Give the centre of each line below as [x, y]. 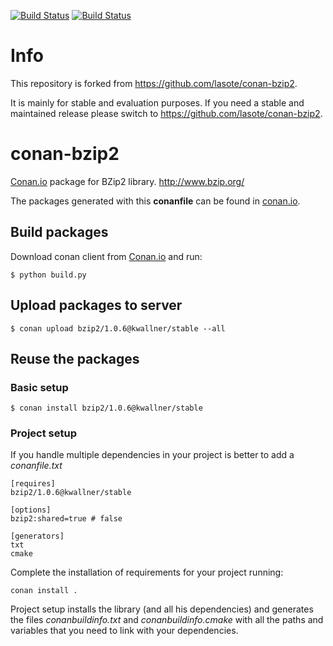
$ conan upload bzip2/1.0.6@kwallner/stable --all [118, 328]
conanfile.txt [36, 466]
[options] [31, 510]
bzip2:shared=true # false [66, 519]
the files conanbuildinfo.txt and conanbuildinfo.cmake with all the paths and [167, 620]
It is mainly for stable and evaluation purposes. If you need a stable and [157, 102]
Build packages [59, 232]
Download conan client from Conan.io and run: [106, 256]
